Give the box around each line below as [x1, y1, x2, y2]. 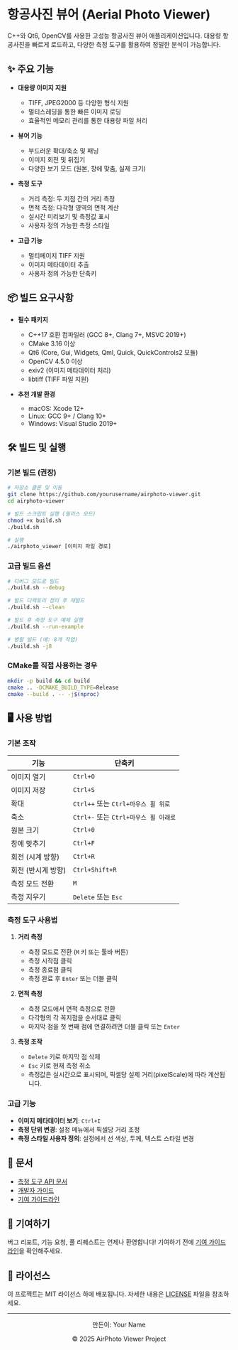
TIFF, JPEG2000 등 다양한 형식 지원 [28, 98, 129, 107]
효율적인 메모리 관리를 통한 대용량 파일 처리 [28, 116, 147, 124]
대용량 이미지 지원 [17, 83, 67, 92]
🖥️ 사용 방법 [7, 712, 52, 724]
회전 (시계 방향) [11, 852, 60, 862]
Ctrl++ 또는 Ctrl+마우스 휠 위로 [73, 799, 171, 809]
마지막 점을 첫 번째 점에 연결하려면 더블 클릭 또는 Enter [28, 1022, 181, 1031]
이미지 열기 [11, 772, 46, 782]
